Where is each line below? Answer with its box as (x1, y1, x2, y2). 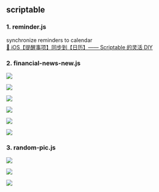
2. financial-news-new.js (6, 59, 81, 67)
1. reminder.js (6, 23, 47, 31)
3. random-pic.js (6, 143, 56, 152)
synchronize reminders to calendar (6, 36, 93, 44)
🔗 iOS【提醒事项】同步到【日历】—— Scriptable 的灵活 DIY (6, 43, 153, 50)
